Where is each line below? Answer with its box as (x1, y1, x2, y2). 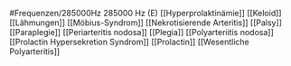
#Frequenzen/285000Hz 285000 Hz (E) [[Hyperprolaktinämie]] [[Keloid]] (9, 8, 282, 18)
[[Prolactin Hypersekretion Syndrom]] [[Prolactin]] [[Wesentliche (9, 36, 250, 47)
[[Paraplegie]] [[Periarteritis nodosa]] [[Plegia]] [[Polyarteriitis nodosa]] (9, 27, 274, 37)
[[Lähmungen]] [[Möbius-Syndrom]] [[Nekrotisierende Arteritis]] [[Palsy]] (9, 17, 283, 28)
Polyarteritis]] (9, 46, 61, 57)
